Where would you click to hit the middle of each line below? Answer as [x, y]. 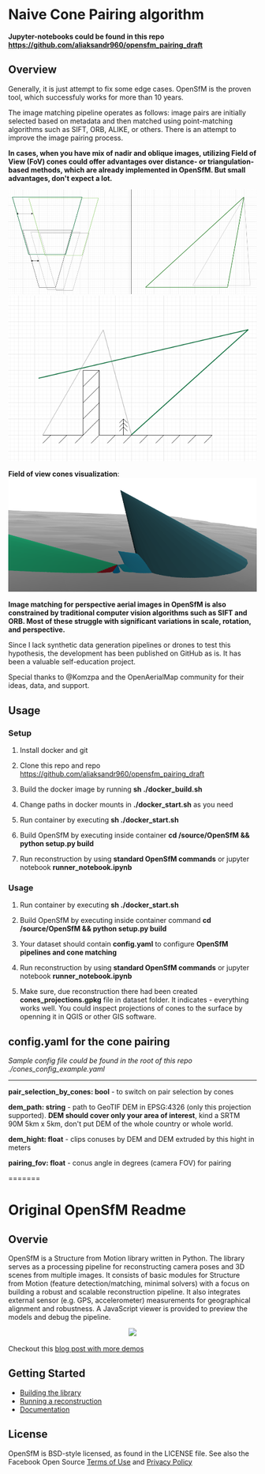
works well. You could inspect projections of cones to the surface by [131, 1008]
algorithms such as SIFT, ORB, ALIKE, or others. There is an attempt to [122, 129]
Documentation [45, 1409]
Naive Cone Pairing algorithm [106, 15]
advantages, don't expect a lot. [60, 178]
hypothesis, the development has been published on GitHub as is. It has [125, 653]
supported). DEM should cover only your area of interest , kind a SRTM [124, 1116]
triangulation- [231, 161]
